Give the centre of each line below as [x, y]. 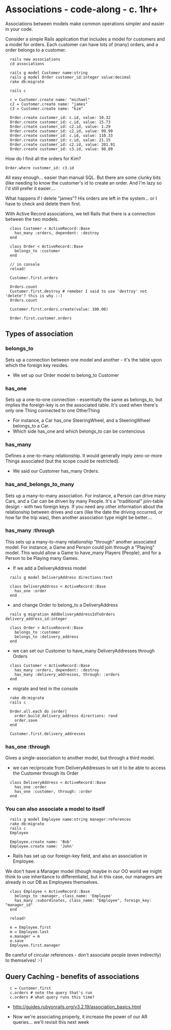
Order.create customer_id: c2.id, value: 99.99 [62, 131]
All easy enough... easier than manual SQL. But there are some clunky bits [83, 177]
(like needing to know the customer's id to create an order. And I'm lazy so [83, 183]
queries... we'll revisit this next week [51, 1022]
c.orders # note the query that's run [51, 993]
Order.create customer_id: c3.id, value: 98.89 [62, 149]
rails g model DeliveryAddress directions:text [62, 577]
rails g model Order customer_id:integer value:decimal [70, 77]
